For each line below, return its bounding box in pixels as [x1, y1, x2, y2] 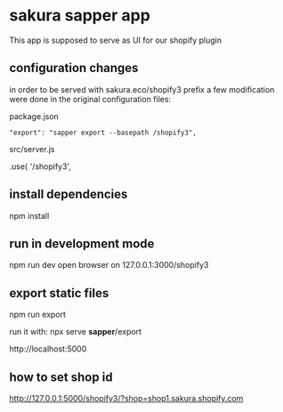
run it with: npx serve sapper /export [9, 327, 142, 337]
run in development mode [9, 236, 155, 251]
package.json [9, 110, 60, 121]
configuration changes [9, 61, 139, 76]
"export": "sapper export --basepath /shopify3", [9, 128, 198, 137]
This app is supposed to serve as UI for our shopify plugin [9, 35, 222, 45]
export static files [9, 286, 109, 301]
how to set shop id [9, 369, 113, 384]
